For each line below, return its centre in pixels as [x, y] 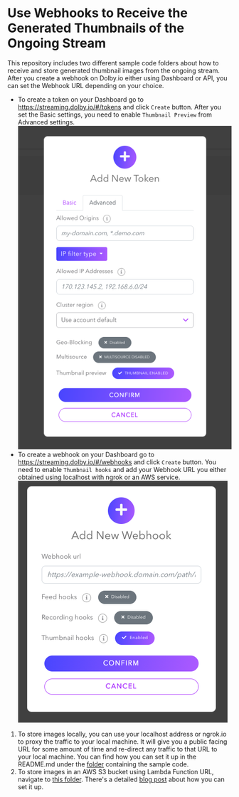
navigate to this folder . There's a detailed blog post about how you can [121, 779]
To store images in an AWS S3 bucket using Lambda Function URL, [116, 771]
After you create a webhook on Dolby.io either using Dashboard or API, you [117, 78]
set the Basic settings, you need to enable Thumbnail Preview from [115, 114]
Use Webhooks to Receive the [98, 13]
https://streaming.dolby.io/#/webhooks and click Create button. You [117, 462]
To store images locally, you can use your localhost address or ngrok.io [122, 734]
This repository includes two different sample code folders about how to [113, 63]
